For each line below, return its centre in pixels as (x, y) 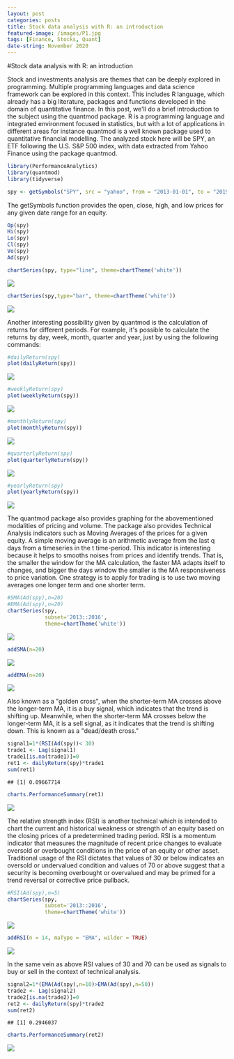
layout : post (26, 14)
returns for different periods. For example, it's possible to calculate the (108, 330)
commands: (24, 344)
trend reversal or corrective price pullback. (69, 880)
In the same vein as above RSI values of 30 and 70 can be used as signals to (117, 964)
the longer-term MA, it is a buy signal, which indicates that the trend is (108, 709)
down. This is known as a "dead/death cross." (73, 731)
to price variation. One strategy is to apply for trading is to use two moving (114, 578)
